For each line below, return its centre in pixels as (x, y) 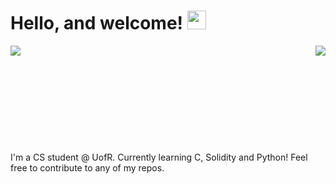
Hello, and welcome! (97, 23)
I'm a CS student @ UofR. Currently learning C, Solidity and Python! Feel (159, 157)
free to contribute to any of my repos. (87, 167)
